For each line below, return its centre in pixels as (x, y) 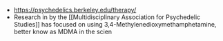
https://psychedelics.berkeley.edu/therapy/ (75, 10)
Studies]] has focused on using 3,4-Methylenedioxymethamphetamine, (115, 24)
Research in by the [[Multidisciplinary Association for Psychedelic (107, 17)
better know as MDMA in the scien (63, 31)
